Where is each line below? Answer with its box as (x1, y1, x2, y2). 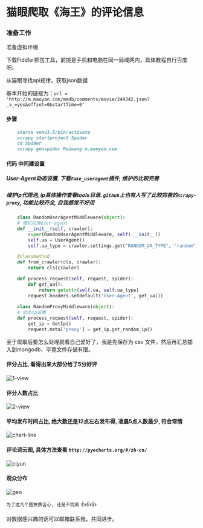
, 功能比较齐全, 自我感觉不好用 (19, 199, 95, 206)
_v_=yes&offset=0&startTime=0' (6, 102, 85, 108)
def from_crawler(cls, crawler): (17, 259, 101, 265)
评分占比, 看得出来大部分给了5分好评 (6, 361, 98, 368)
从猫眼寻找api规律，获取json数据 (6, 77, 88, 84)
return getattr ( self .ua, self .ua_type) (38, 287, 139, 293)
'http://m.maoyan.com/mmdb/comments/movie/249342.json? (6, 96, 150, 103)
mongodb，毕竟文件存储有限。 (16, 346, 94, 353)
